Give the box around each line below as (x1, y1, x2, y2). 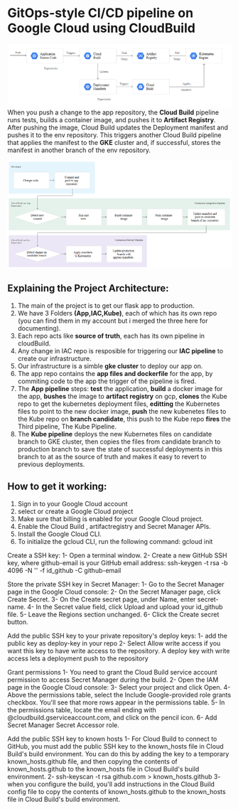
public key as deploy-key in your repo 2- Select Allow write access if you (7, 638, 221, 648)
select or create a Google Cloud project (17, 507, 134, 515)
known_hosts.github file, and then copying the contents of (7, 757, 178, 766)
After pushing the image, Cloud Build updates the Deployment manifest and (7, 123, 229, 132)
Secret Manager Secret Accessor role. (7, 720, 119, 729)
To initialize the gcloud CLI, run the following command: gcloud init (17, 537, 213, 545)
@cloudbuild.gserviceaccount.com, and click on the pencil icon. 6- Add (7, 713, 217, 722)
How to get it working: (7, 481, 107, 493)
